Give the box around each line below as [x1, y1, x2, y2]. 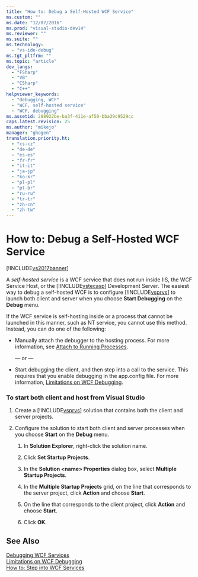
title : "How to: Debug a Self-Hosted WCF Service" [6, 8, 134, 15]
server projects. [14, 413, 54, 421]
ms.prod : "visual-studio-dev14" [6, 25, 86, 31]
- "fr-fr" [11, 158, 36, 164]
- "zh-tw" [11, 207, 36, 213]
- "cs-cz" [11, 140, 36, 147]
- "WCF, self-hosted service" [11, 102, 86, 108]
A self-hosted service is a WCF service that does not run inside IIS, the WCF [6, 276, 193, 283]
